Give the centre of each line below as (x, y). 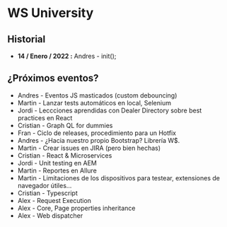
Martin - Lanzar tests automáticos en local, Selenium (94, 103)
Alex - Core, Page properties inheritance (76, 208)
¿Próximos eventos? (53, 78)
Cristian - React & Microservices (65, 155)
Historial (27, 39)
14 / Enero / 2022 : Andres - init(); (67, 56)
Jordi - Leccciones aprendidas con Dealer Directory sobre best (110, 110)
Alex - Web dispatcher (50, 215)
